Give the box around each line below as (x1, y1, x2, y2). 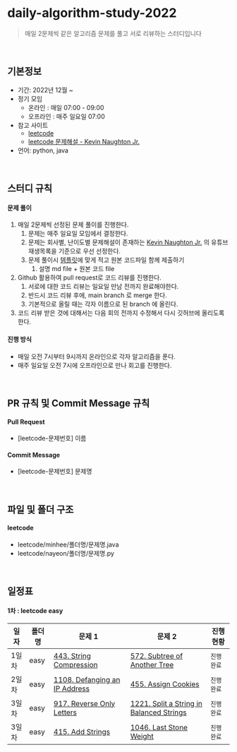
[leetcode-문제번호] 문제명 (17, 467, 92, 476)
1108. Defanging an (53, 674, 121, 684)
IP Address (53, 684, 90, 693)
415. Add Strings (53, 727, 111, 736)
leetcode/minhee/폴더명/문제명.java (17, 540, 119, 549)
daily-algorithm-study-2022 (7, 5, 177, 21)
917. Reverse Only (53, 698, 116, 708)
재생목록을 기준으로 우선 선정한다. (28, 247, 121, 256)
